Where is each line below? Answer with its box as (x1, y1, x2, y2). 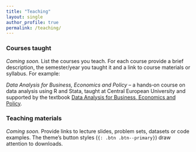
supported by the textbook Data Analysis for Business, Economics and (6, 94, 176, 101)
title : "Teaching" (6, 8, 51, 15)
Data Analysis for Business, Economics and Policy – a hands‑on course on (6, 81, 185, 88)
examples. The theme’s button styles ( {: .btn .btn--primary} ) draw (6, 134, 171, 141)
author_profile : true (6, 19, 59, 25)
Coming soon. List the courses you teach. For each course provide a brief (6, 57, 184, 64)
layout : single (6, 14, 43, 20)
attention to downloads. (6, 140, 63, 147)
